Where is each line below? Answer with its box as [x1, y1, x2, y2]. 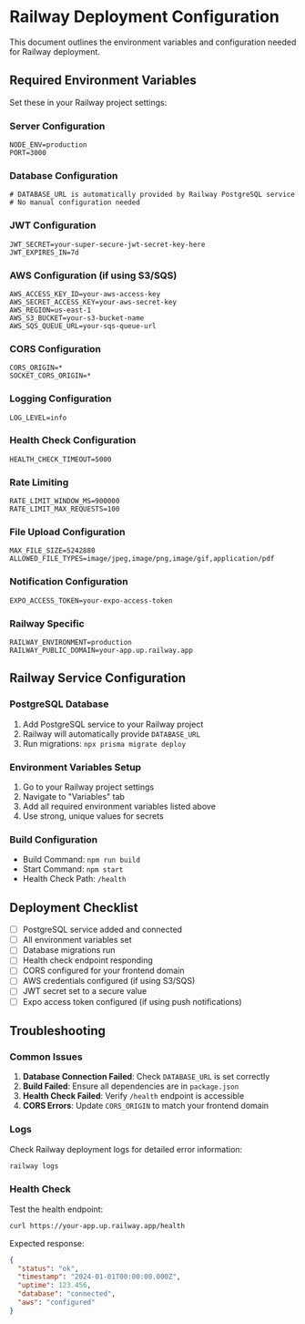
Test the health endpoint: [9, 1204, 104, 1215]
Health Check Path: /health [22, 874, 127, 884]
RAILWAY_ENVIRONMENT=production [9, 638, 132, 647]
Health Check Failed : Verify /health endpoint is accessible [22, 1091, 245, 1102]
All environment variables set [22, 935, 132, 946]
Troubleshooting [9, 1023, 107, 1039]
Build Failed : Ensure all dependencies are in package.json [22, 1081, 239, 1091]
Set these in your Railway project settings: [9, 97, 168, 108]
